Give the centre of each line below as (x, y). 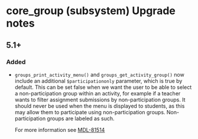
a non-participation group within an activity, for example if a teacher (98, 93)
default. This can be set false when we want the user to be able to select (103, 87)
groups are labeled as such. (81, 118)
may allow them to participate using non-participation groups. (90, 112)
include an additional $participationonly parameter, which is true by (98, 81)
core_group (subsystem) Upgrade (91, 11)
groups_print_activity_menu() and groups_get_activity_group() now (99, 74)
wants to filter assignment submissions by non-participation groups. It (100, 100)
